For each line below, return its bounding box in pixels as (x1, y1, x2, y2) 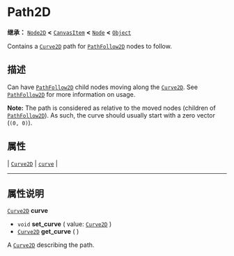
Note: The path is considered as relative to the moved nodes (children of (7, 104, 216, 112)
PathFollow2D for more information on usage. (7, 90, 136, 98)
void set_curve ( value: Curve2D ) (17, 220, 112, 228)
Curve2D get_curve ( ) (17, 227, 79, 236)
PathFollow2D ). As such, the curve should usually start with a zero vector (7, 111, 216, 119)
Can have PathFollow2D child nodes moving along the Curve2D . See (7, 83, 198, 91)
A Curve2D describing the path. (7, 241, 95, 249)
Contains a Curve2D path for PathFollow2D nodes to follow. (7, 42, 172, 50)
